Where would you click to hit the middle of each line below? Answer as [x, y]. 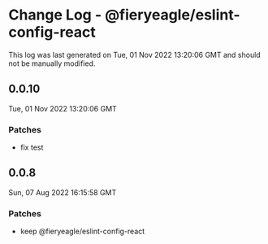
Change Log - [55, 15]
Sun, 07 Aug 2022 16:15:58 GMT [63, 192]
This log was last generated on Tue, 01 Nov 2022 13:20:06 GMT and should [135, 54]
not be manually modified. [52, 63]
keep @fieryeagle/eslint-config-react [82, 231]
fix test [32, 147]
